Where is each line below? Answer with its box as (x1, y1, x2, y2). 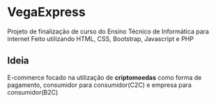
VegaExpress (7, 4, 86, 20)
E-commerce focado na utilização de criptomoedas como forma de (7, 73, 202, 81)
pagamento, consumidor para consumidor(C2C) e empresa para (7, 81, 192, 89)
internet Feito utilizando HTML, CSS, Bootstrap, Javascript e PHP (7, 34, 194, 42)
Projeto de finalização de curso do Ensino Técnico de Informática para (7, 27, 209, 35)
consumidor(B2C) (7, 88, 59, 96)
